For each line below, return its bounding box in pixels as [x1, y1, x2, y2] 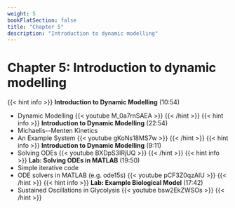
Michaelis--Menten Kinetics [17, 127, 98, 135]
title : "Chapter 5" [7, 23, 65, 30]
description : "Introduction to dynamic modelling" [7, 29, 159, 37]
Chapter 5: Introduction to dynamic [7, 60, 217, 76]
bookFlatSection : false [7, 17, 77, 24]
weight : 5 [7, 10, 36, 18]
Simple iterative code [17, 164, 79, 172]
